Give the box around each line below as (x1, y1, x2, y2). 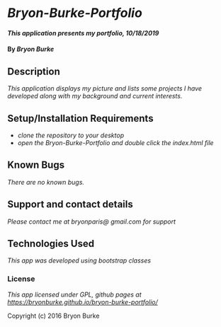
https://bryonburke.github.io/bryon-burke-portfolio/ (7, 297, 158, 306)
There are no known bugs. (7, 178, 85, 186)
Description (7, 65, 60, 77)
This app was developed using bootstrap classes (7, 256, 151, 265)
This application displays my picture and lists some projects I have (7, 84, 203, 93)
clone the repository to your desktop (17, 131, 125, 139)
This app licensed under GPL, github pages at (7, 290, 142, 299)
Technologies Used (7, 238, 94, 250)
